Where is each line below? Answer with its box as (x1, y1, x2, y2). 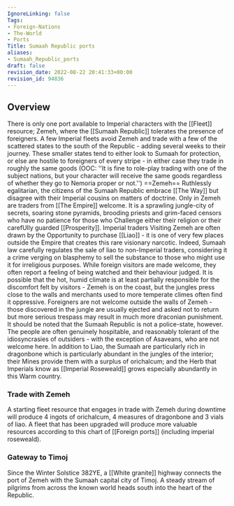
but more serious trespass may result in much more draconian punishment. (7, 312, 224, 321)
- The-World (7, 29, 42, 37)
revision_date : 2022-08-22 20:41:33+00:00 (7, 68, 133, 75)
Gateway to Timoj (7, 452, 68, 462)
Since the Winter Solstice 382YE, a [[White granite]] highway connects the (7, 468, 222, 477)
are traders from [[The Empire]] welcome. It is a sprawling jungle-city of (7, 201, 214, 210)
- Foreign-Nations (7, 23, 61, 30)
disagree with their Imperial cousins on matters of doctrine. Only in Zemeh (7, 194, 221, 203)
